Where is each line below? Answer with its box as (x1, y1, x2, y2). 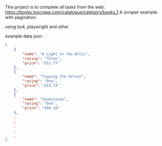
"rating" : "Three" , (22, 56, 62, 61)
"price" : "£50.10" (22, 106, 60, 111)
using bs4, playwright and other (5, 24, 69, 30)
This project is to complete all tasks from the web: (5, 4, 106, 10)
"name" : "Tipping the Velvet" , (22, 74, 86, 79)
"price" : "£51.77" (22, 61, 60, 65)
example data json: (5, 33, 43, 39)
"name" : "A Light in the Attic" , (22, 51, 90, 56)
